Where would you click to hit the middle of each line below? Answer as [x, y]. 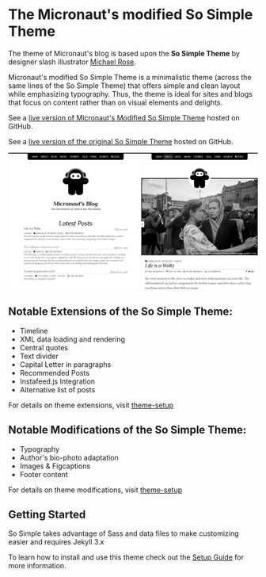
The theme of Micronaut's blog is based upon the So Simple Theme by [124, 53]
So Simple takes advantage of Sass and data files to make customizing [123, 533]
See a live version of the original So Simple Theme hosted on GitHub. [121, 141]
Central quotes [44, 347]
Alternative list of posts [57, 389]
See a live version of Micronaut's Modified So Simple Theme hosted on [124, 117]
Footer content [44, 474]
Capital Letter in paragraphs [65, 364]
